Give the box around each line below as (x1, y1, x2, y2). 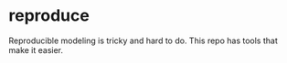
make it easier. (8, 44, 64, 55)
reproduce (8, 5, 90, 26)
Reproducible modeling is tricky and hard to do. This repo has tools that (8, 35, 278, 46)
